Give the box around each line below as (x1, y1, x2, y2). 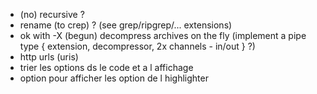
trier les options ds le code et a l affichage (19, 62, 194, 73)
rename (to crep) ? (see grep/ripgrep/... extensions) (19, 19, 233, 31)
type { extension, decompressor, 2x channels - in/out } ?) (19, 40, 256, 52)
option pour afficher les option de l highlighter (19, 72, 209, 84)
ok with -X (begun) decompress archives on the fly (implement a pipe (19, 30, 307, 41)
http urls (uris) (19, 51, 79, 63)
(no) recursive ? (19, 9, 85, 20)
